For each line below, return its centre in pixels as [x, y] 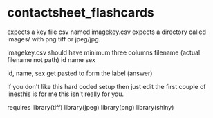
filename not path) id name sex [51, 59]
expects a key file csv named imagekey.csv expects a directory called [106, 32]
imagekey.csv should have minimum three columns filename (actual [104, 52]
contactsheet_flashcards [81, 13]
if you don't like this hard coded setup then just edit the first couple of [106, 86]
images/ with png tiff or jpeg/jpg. [54, 39]
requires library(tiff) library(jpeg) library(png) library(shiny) [91, 107]
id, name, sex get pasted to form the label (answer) [80, 73]
